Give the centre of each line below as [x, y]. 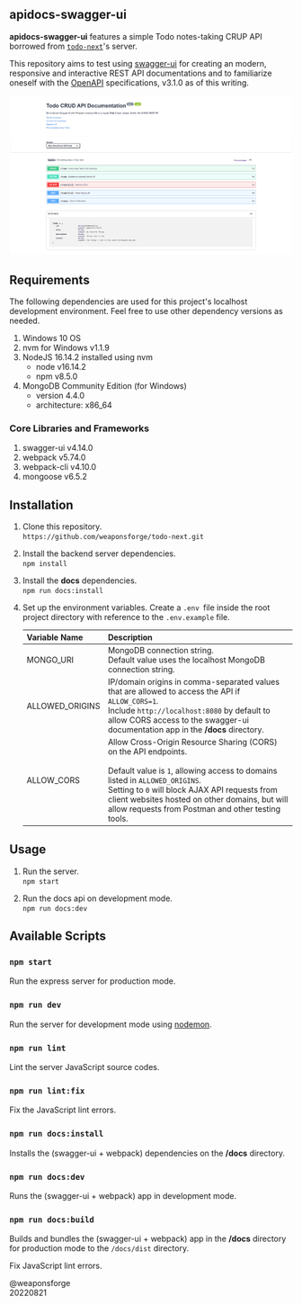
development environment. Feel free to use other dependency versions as [146, 311]
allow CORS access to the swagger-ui [178, 720]
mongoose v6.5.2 [55, 477]
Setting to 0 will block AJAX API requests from [192, 790]
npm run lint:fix [47, 1091]
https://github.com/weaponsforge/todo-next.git [113, 537]
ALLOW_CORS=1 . [133, 701]
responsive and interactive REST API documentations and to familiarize [141, 73]
